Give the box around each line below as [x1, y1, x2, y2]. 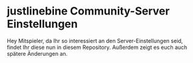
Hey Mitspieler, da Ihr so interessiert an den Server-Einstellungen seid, [7, 37, 183, 44]
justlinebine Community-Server [7, 4, 170, 18]
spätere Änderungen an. [7, 50, 68, 57]
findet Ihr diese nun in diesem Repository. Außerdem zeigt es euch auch [7, 44, 188, 51]
